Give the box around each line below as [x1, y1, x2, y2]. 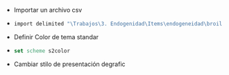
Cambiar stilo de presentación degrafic [13, 60, 126, 68]
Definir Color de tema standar [13, 32, 99, 41]
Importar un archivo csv [13, 6, 83, 14]
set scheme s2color [13, 47, 71, 54]
